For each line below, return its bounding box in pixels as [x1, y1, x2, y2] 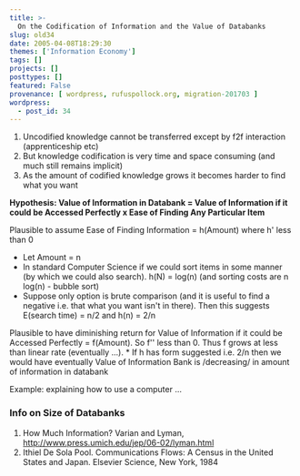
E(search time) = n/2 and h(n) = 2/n [22, 310, 156, 321]
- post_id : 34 [17, 106, 71, 116]
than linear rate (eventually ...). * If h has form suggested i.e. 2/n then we [9, 347, 282, 358]
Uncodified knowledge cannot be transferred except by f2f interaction [22, 131, 286, 142]
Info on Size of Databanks [9, 407, 125, 420]
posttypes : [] [9, 73, 64, 82]
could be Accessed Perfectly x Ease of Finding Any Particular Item [9, 207, 265, 218]
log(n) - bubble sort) [22, 281, 100, 292]
